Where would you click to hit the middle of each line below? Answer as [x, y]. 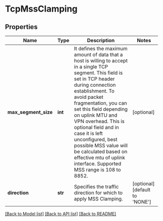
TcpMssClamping [41, 9]
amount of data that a [98, 55]
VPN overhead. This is [99, 121]
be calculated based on [101, 151]
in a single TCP [91, 67]
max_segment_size [30, 112]
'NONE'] [142, 202]
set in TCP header [94, 79]
